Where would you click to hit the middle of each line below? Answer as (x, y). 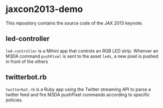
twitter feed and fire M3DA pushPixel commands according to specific (78, 94)
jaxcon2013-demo (44, 9)
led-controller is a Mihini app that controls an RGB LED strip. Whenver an (82, 50)
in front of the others (27, 61)
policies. (14, 100)
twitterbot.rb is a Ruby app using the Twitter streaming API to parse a (78, 89)
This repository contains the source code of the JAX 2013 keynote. (74, 23)
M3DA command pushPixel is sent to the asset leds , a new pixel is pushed (82, 56)
